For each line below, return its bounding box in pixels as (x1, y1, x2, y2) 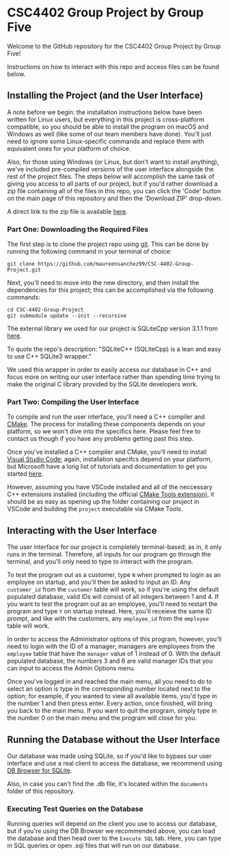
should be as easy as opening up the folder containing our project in (7, 498, 200, 506)
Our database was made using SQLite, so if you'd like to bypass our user (7, 752, 212, 760)
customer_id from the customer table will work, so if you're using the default (7, 585, 219, 594)
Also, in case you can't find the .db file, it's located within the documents (7, 779, 208, 787)
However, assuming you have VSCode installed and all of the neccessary (7, 483, 213, 491)
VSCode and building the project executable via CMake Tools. (7, 505, 183, 513)
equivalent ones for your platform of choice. (7, 144, 131, 152)
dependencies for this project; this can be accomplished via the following (7, 286, 214, 294)
